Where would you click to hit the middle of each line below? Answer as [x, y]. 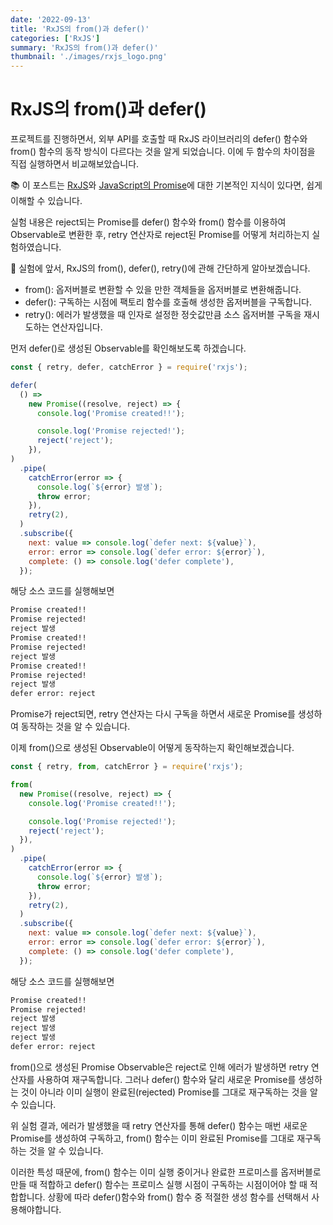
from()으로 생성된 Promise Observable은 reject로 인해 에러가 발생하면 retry [159, 1067]
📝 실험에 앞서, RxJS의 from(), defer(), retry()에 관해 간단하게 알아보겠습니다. [160, 268]
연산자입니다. [77, 327]
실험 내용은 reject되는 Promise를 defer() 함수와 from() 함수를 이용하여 [148, 222]
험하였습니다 [35, 247]
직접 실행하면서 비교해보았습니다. [75, 164]
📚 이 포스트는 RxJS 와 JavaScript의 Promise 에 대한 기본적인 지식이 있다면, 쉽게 [166, 185]
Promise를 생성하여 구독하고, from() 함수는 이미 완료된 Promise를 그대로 [152, 1138]
